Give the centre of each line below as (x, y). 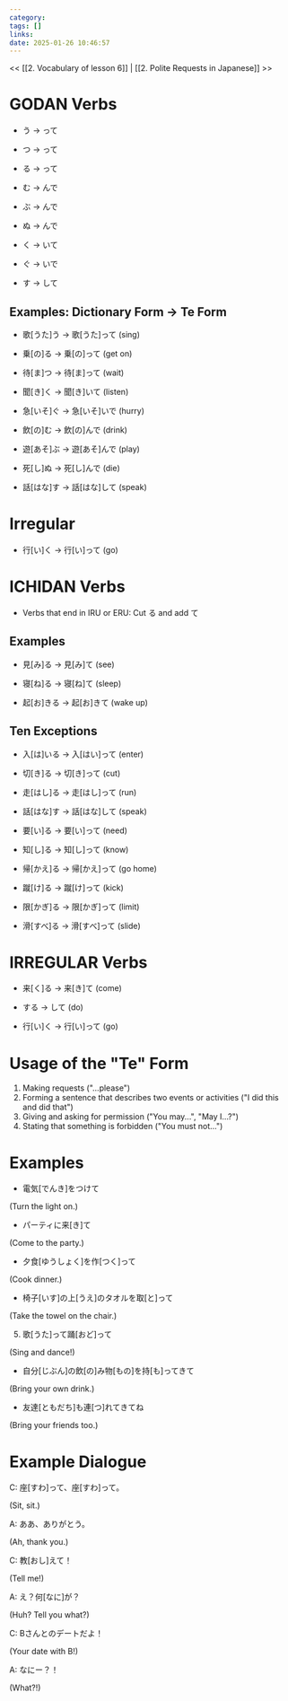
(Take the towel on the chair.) (63, 1316)
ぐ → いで (40, 264)
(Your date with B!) (44, 1652)
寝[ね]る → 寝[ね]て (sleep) (72, 683)
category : (28, 18)
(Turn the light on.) (44, 1206)
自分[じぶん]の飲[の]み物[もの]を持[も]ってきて (108, 1371)
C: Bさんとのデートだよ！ (57, 1634)
